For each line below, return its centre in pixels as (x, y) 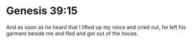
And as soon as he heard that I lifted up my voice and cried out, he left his (96, 27)
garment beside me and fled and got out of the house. (72, 33)
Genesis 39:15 (42, 11)
